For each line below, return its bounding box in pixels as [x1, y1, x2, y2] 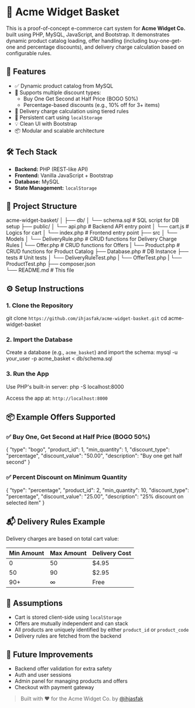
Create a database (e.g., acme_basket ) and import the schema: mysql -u [6, 349, 178, 356]
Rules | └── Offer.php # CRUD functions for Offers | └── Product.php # [6, 242, 180, 249]
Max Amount [49, 549, 87, 557]
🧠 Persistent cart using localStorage [14, 114, 102, 121]
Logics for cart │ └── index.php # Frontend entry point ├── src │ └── [6, 229, 177, 237]
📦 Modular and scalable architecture [14, 127, 105, 134]
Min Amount [9, 549, 45, 557]
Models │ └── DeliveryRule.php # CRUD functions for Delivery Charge [6, 235, 177, 242]
